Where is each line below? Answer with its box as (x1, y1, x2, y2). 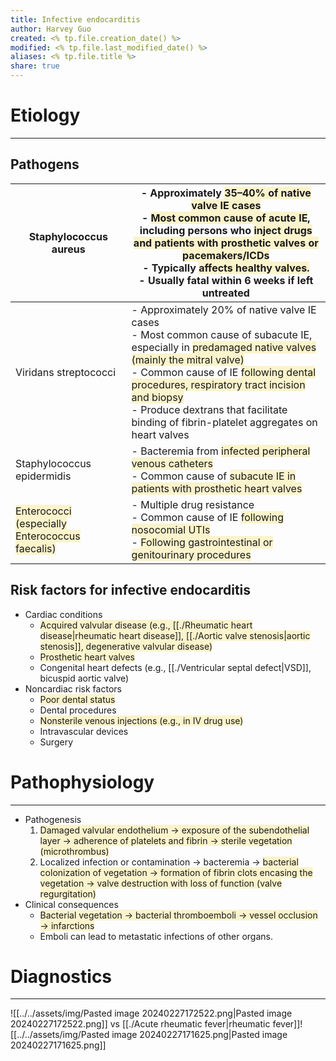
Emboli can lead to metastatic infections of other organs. (39, 930, 274, 942)
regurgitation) (39, 887, 97, 900)
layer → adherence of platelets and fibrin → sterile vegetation (39, 834, 293, 846)
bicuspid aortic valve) (39, 672, 130, 684)
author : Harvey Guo (10, 24, 92, 34)
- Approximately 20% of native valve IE (131, 302, 317, 316)
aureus (51, 242, 86, 256)
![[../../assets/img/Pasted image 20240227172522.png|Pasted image (10, 1007, 293, 1020)
